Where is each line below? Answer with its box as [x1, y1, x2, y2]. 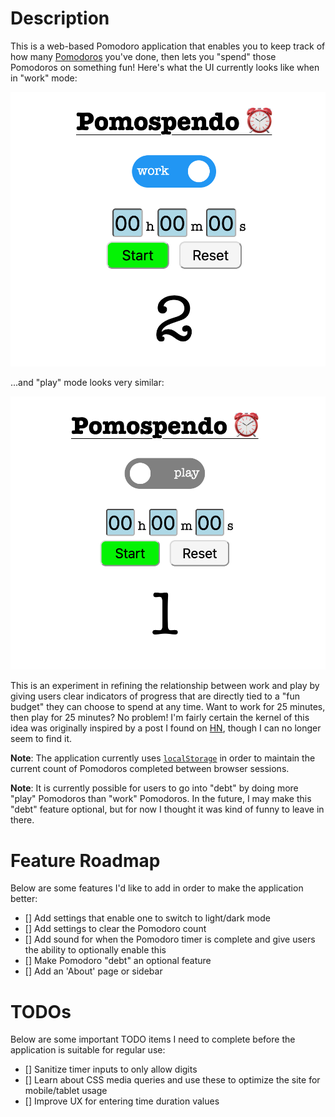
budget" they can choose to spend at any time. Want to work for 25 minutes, [10, 701, 326, 713]
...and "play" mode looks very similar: [10, 376, 165, 388]
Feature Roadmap [10, 849, 161, 872]
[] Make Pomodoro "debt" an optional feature [24, 955, 212, 967]
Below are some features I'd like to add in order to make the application [10, 882, 304, 894]
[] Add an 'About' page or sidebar [24, 965, 163, 977]
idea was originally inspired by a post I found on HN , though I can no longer [10, 722, 322, 734]
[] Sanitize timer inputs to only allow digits [24, 1063, 198, 1076]
